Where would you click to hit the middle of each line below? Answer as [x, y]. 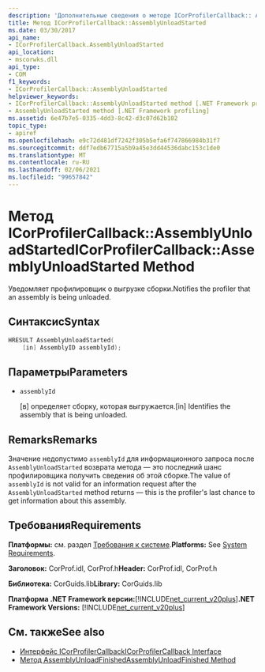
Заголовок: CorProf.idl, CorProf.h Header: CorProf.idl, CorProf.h [113, 568]
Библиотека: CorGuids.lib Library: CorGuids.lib [85, 583]
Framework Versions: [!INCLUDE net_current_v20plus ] [97, 607]
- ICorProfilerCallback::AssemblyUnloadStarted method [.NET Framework [128, 104]
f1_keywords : [30, 81]
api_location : [32, 52]
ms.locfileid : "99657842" [50, 177]
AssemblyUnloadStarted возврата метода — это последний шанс [115, 467]
